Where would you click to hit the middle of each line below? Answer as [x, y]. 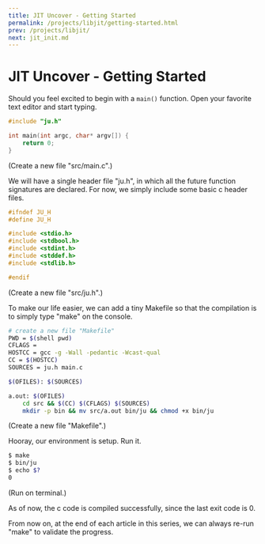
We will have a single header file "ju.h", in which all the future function [122, 181]
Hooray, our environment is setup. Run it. [75, 441]
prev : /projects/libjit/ [49, 30]
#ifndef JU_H [30, 212]
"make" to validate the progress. [61, 531]
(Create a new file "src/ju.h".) [55, 293]
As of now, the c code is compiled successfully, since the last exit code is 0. [132, 508]
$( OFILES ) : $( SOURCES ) [45, 382]
